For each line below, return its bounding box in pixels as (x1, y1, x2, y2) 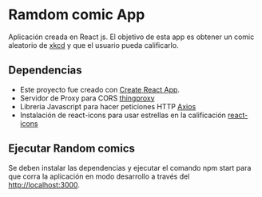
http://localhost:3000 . (8, 179, 80, 189)
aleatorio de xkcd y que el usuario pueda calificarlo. (8, 40, 179, 49)
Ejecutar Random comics (8, 142, 136, 156)
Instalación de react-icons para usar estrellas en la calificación (19, 110, 226, 120)
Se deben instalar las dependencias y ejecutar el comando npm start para (8, 163, 252, 172)
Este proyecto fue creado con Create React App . (19, 85, 180, 94)
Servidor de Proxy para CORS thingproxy (19, 93, 155, 103)
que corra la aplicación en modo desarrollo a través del (8, 171, 190, 181)
